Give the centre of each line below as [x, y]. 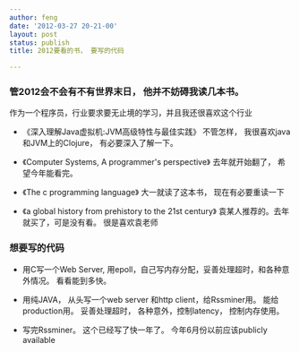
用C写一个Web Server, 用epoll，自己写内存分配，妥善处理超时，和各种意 [156, 269]
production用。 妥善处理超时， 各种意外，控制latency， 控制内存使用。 [153, 311]
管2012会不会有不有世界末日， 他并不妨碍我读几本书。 [127, 92]
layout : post [34, 34]
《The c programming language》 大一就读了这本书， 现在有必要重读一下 [153, 193]
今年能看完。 [54, 173]
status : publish [39, 43]
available [38, 339]
